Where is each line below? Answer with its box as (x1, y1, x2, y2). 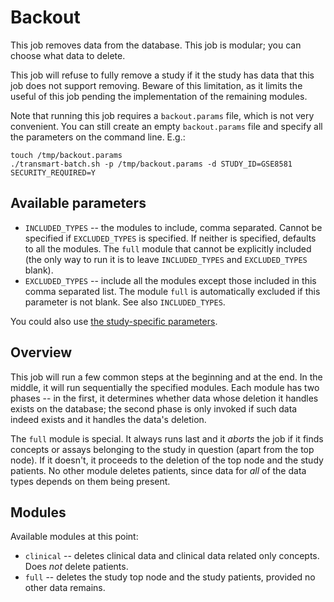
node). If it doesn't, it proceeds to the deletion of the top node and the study (10, 454, 324, 466)
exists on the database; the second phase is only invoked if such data (10, 402, 298, 415)
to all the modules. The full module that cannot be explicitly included (24, 242, 312, 255)
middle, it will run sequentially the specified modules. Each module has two (10, 381, 320, 393)
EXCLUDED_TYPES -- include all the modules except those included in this (24, 274, 317, 286)
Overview (10, 344, 73, 361)
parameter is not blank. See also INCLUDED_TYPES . (24, 296, 226, 308)
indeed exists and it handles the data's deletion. (10, 413, 207, 425)
